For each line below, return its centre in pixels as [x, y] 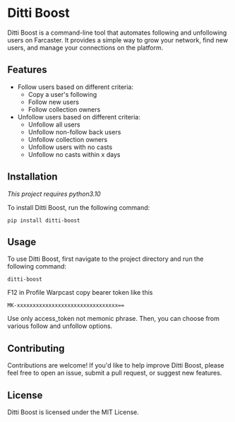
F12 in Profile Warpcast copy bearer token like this [80, 293]
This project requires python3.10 [54, 194]
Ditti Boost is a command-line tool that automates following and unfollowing [117, 33]
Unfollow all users [54, 124]
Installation [32, 177]
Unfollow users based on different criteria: [79, 117]
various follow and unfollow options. [60, 326]
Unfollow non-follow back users [74, 131]
